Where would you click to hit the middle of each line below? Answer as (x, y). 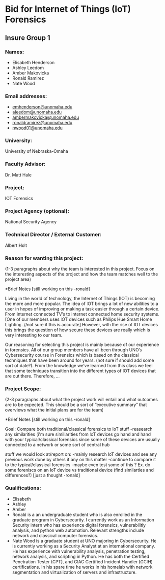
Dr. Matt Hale (18, 175)
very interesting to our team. (34, 335)
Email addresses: (26, 96)
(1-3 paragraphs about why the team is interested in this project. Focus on (80, 269)
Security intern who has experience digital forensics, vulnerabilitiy (79, 525)
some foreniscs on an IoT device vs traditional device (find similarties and (79, 470)
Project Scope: (23, 389)
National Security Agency (31, 222)
